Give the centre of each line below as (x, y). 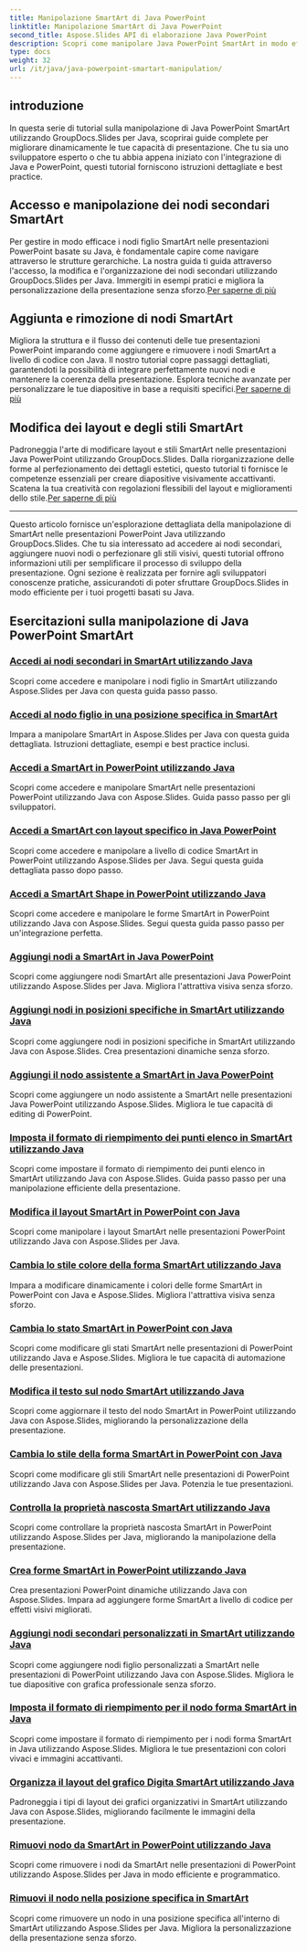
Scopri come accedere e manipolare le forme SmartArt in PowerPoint (139, 913)
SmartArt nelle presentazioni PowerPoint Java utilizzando (117, 534)
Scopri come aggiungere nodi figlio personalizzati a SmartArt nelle (135, 1664)
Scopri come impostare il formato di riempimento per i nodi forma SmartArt (151, 1739)
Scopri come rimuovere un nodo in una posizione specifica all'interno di (145, 1918)
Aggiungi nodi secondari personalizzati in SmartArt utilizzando (152, 1633)
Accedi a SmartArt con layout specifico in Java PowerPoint (143, 830)
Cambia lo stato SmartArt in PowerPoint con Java (121, 1328)
